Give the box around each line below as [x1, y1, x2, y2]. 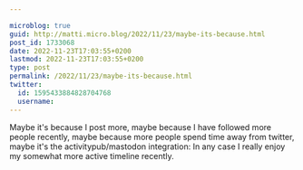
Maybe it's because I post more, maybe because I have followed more [9, 121, 272, 132]
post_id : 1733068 [9, 38, 75, 47]
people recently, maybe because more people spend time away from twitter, [9, 131, 295, 142]
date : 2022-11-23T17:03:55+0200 [9, 46, 132, 55]
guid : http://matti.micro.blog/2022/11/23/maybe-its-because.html [9, 29, 266, 39]
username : [17, 97, 54, 106]
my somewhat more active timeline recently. [9, 150, 174, 161]
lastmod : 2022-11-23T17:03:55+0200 [9, 55, 144, 64]
